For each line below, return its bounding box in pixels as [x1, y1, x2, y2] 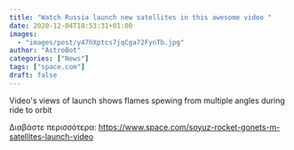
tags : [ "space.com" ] [9, 63, 86, 72]
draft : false [9, 71, 58, 80]
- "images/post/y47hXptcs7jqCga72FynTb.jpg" [17, 37, 185, 47]
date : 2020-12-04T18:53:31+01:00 [9, 21, 133, 30]
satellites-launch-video [9, 130, 94, 142]
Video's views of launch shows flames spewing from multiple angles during [9, 95, 286, 106]
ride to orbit [9, 104, 52, 115]
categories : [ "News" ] [9, 54, 90, 63]
